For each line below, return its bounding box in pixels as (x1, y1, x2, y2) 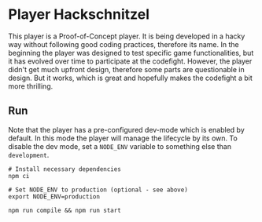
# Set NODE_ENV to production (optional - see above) (8, 186, 189, 194)
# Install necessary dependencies (8, 165, 122, 173)
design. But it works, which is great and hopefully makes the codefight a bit (8, 73, 253, 82)
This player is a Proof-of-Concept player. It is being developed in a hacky (8, 31, 245, 41)
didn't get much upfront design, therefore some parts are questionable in (8, 64, 245, 74)
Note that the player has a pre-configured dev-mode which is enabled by (8, 125, 245, 134)
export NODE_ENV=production (8, 192, 101, 201)
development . (8, 150, 50, 159)
